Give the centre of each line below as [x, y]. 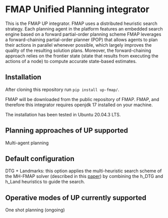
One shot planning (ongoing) [35, 210]
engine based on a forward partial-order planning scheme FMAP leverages [83, 34]
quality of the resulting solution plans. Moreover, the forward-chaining [78, 50]
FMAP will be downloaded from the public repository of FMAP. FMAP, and [82, 99]
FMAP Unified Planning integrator [77, 9]
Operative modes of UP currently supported [76, 197]
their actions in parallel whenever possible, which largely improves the [78, 45]
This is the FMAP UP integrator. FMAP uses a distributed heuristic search [81, 23]
